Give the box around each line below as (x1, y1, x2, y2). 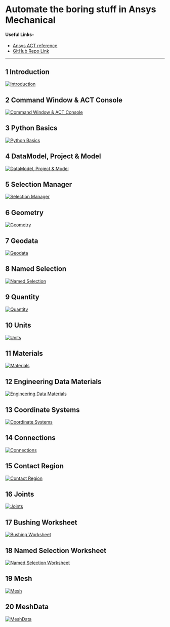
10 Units (5, 321, 31, 330)
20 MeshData (5, 603, 49, 611)
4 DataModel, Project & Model (5, 152, 101, 161)
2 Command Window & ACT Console (5, 95, 123, 104)
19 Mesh (5, 574, 32, 583)
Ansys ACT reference (12, 43, 58, 49)
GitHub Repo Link (12, 48, 50, 54)
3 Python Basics (5, 124, 58, 132)
